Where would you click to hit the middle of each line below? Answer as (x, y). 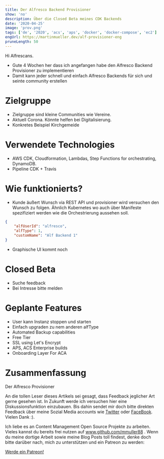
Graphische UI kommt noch (40, 249)
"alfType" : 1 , (28, 231)
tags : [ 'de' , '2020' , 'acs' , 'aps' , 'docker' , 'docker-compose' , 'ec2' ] (81, 32)
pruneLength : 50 (22, 42)
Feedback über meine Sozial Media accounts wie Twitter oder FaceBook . (79, 412)
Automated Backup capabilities (44, 332)
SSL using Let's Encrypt (36, 342)
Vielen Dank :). (20, 417)
